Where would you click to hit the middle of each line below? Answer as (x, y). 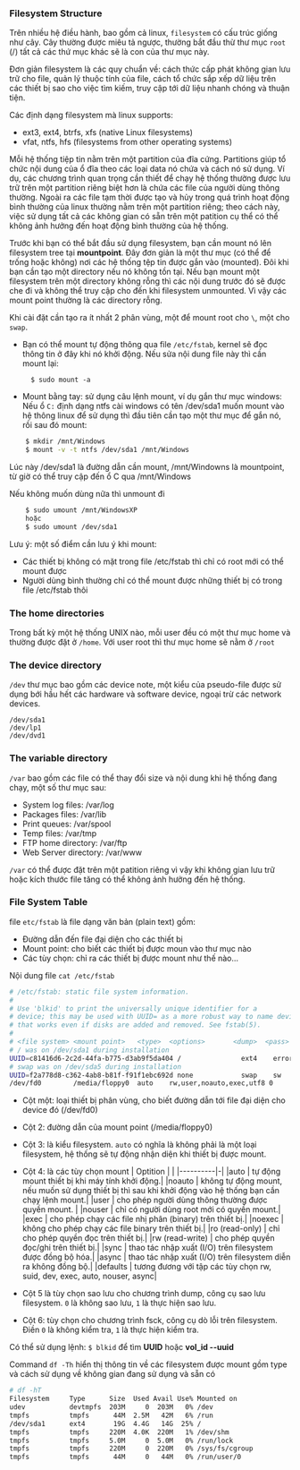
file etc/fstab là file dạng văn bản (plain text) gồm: (103, 921)
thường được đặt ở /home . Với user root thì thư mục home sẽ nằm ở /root (142, 642)
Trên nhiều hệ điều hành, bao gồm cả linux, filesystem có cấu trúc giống (144, 33)
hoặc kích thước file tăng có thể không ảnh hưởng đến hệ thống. (127, 879)
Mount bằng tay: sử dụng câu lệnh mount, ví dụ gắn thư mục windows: (152, 397)
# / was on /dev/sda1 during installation (89, 1050)
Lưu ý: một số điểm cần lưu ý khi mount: (83, 543)
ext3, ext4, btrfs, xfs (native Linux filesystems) (108, 132)
